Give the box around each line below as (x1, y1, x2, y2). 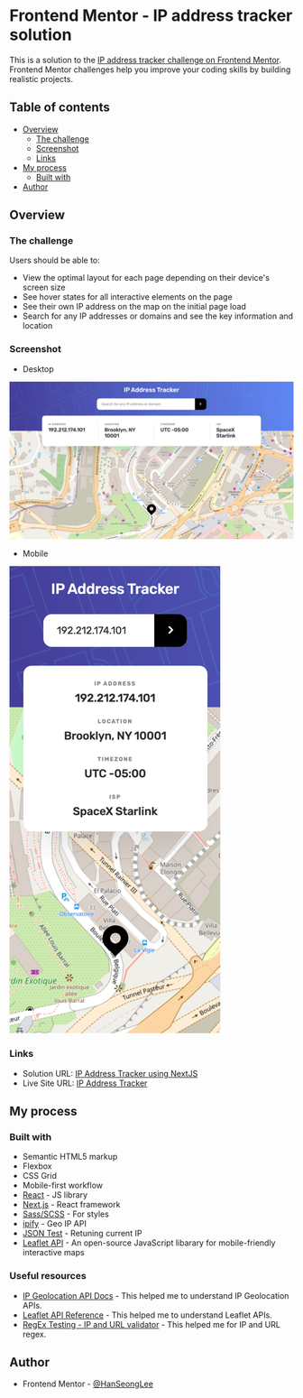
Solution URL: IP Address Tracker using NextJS (22, 1068, 198, 1079)
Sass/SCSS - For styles (22, 1208, 110, 1219)
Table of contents (9, 100, 110, 116)
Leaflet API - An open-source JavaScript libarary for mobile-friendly (22, 1237, 276, 1248)
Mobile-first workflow (22, 1180, 104, 1191)
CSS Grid (22, 1171, 57, 1181)
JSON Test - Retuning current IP (22, 1228, 142, 1239)
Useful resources (9, 1270, 87, 1282)
